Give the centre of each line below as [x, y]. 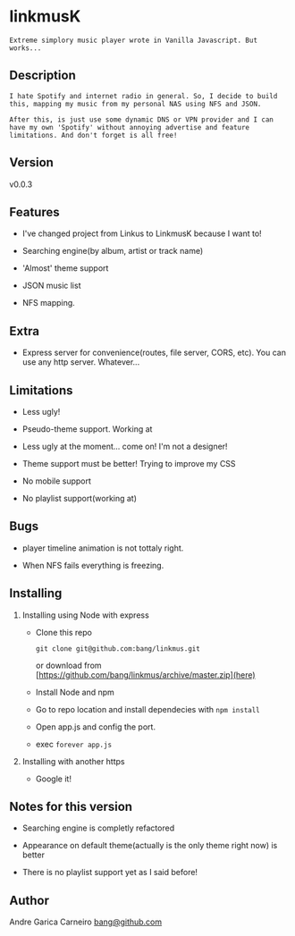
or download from [68, 665]
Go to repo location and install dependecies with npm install [148, 709]
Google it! [53, 779]
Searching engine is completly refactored [98, 828]
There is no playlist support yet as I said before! [110, 873]
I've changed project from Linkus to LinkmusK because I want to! [142, 233]
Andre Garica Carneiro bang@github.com [86, 922]
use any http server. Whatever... [81, 362]
